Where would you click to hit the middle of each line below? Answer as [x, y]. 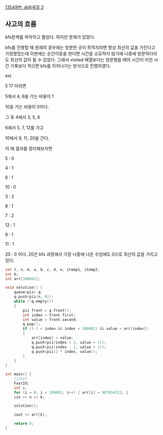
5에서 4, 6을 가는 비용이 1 [29, 96]
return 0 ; [24, 424]
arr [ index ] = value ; [52, 338]
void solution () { [24, 288]
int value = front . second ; [50, 319]
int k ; [12, 274]
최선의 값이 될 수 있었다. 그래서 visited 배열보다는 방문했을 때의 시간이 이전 [81, 59]
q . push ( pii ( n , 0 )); [34, 297]
